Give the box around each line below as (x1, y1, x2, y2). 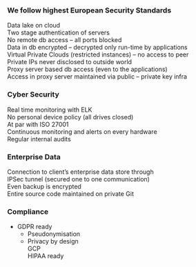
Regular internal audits (7, 135, 71, 143)
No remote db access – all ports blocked (7, 36, 122, 44)
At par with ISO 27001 (7, 120, 69, 128)
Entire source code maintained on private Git (7, 189, 135, 198)
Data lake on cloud (7, 21, 61, 30)
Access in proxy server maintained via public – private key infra (7, 72, 188, 81)
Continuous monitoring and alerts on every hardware (7, 127, 157, 136)
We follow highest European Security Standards (7, 6, 172, 15)
